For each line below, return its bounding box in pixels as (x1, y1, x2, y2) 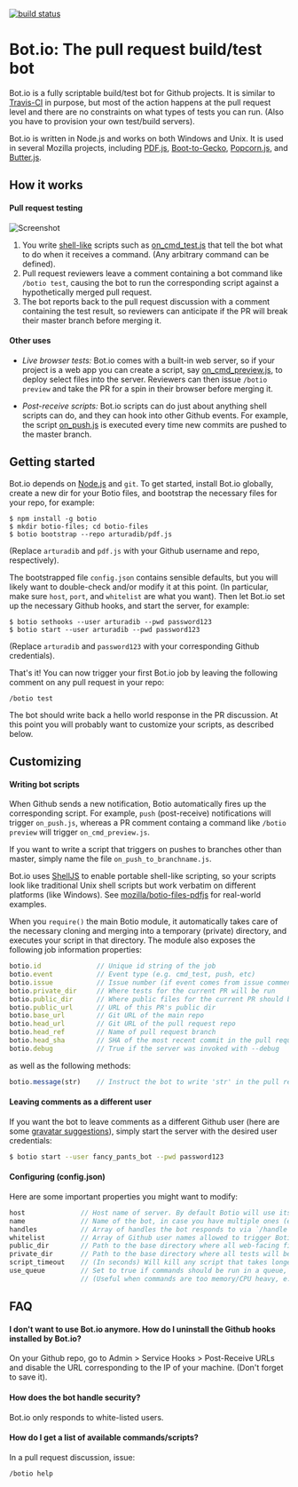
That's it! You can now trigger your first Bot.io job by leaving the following (9, 667, 278, 678)
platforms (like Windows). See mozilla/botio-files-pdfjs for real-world (9, 890, 262, 900)
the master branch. (21, 429, 92, 439)
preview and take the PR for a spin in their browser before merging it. (21, 383, 273, 394)
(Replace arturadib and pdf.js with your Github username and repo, (9, 545, 260, 556)
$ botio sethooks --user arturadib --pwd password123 (9, 617, 213, 626)
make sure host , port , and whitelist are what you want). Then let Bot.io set (9, 590, 286, 601)
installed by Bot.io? (9, 1333, 82, 1344)
